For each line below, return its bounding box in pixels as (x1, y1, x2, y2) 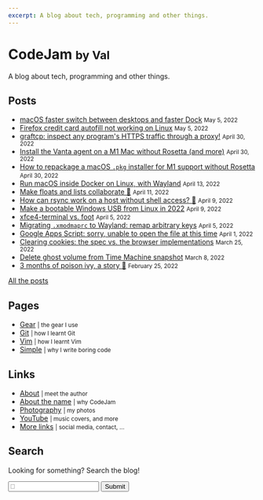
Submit (104, 482, 126, 491)
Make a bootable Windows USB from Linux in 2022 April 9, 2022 (19, 204, 222, 213)
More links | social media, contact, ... (19, 422, 125, 431)
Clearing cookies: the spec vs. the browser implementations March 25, (19, 237, 243, 247)
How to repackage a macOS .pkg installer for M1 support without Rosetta (19, 162, 255, 171)
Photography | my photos (19, 406, 96, 414)
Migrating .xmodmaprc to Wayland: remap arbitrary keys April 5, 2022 (19, 221, 234, 230)
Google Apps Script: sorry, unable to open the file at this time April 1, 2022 (19, 229, 254, 238)
